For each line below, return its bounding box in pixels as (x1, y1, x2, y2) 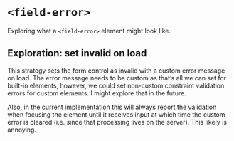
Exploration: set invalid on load (7, 47, 147, 59)
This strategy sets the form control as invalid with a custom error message (7, 66, 225, 75)
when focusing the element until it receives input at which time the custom (7, 110, 225, 119)
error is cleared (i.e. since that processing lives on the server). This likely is (7, 117, 228, 126)
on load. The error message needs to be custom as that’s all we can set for (7, 73, 227, 82)
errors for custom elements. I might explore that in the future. (7, 88, 187, 98)
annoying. (7, 125, 37, 134)
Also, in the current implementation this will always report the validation (7, 103, 217, 111)
